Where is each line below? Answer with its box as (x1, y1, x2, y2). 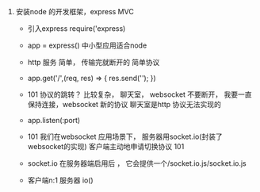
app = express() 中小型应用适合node (27, 40, 147, 50)
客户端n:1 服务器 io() (27, 175, 94, 185)
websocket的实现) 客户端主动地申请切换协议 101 (27, 142, 185, 151)
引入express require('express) (27, 24, 126, 33)
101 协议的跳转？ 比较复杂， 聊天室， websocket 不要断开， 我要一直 (27, 90, 252, 99)
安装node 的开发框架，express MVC (15, 7, 135, 16)
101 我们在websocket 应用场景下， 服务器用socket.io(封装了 (27, 132, 224, 141)
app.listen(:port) (27, 116, 81, 125)
